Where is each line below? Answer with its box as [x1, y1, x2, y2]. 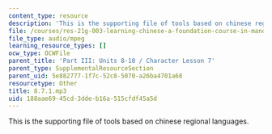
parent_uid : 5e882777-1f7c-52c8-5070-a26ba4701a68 [8, 72, 183, 80]
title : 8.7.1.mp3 [8, 86, 67, 95]
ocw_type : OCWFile [8, 49, 70, 57]
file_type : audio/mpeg [8, 34, 85, 43]
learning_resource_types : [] [8, 42, 107, 50]
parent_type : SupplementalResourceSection [8, 65, 154, 73]
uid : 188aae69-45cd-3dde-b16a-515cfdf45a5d [8, 94, 158, 103]
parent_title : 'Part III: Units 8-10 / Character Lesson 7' [8, 57, 216, 65]
